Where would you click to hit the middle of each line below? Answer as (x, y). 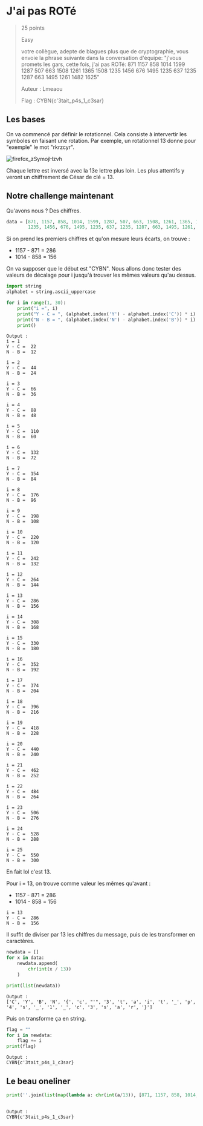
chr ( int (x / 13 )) (50, 969)
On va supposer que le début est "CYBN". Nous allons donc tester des (94, 269)
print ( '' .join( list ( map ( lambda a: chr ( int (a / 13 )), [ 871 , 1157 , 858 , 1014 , (102, 1095)
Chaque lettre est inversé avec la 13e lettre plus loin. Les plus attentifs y (95, 170)
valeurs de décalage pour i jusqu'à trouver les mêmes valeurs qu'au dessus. (101, 275)
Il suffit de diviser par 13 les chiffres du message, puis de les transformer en (101, 935)
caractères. (21, 941)
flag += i (30, 1041)
